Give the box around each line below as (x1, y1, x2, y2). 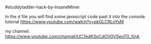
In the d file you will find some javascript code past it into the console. (5, 14, 146, 19)
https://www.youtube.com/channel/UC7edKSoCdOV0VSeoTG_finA (5, 34, 140, 39)
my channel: (5, 28, 30, 34)
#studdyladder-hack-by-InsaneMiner (5, 4, 80, 10)
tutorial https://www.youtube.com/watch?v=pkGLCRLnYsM (5, 19, 124, 24)
